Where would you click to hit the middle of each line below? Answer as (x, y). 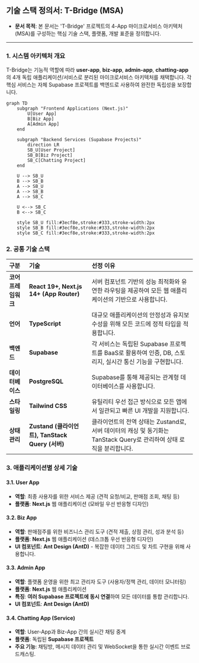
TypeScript (45, 324)
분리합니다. (118, 448)
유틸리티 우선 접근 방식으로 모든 (133, 402)
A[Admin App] (44, 124)
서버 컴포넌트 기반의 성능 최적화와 (136, 282)
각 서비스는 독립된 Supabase (130, 344)
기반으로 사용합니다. (141, 299)
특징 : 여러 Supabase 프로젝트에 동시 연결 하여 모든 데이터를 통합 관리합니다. (102, 596)
